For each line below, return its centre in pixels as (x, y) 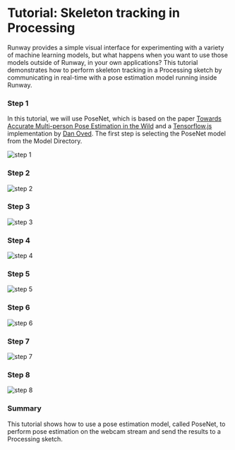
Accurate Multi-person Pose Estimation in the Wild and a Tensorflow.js (110, 126)
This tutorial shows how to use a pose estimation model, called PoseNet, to (116, 424)
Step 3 (19, 207)
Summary (25, 408)
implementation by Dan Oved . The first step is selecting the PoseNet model (116, 134)
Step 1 (18, 103)
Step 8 (19, 375)
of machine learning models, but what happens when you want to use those (117, 55)
